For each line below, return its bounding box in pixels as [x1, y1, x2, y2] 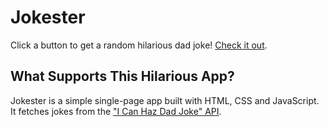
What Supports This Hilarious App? [10, 68, 235, 85]
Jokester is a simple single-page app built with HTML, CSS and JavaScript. [10, 94, 320, 106]
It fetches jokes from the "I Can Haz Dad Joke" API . [10, 105, 222, 117]
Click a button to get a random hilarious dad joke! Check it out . [10, 39, 268, 51]
